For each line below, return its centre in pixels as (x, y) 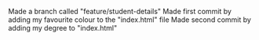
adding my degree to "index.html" (63, 28)
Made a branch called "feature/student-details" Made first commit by (120, 11)
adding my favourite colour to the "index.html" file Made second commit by (129, 20)
